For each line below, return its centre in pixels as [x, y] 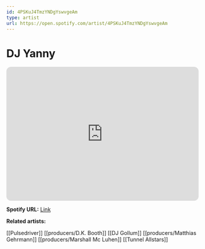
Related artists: [26, 221]
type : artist [23, 18]
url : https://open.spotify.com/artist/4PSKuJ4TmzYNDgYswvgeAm [87, 23]
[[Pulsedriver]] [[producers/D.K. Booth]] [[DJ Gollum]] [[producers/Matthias [101, 233]
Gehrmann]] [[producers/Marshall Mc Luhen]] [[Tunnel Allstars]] [87, 240]
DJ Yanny [31, 53]
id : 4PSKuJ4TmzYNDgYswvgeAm [42, 12]
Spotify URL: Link [29, 209]
